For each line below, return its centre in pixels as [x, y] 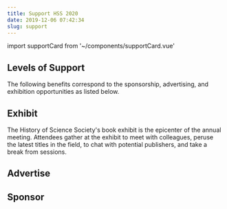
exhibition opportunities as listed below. [63, 92]
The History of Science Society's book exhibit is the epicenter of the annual [114, 130]
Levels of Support [46, 67]
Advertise [29, 173]
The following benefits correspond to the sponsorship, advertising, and [108, 84]
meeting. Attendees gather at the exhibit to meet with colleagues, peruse [110, 137]
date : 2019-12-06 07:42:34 [46, 20]
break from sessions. [37, 152]
